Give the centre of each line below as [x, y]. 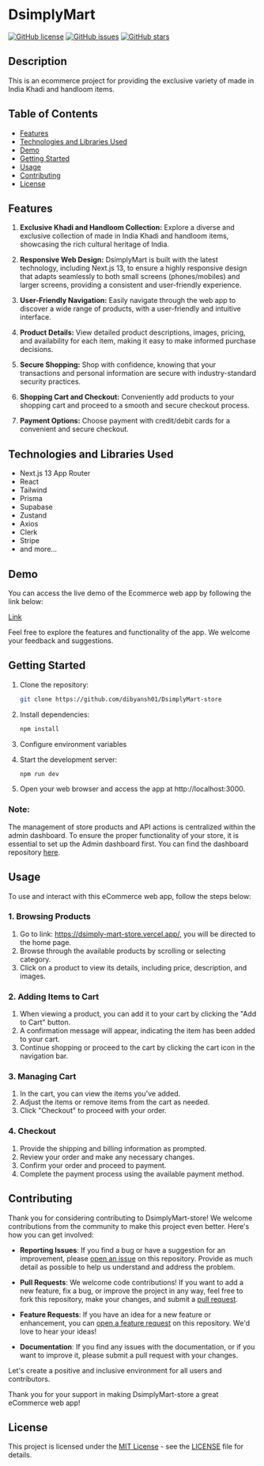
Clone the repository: [54, 684]
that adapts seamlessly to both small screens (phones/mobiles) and [130, 277]
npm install [39, 729]
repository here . [34, 852]
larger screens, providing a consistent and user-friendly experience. [130, 285]
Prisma [31, 499]
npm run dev [39, 774]
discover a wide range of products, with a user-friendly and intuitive [130, 309]
